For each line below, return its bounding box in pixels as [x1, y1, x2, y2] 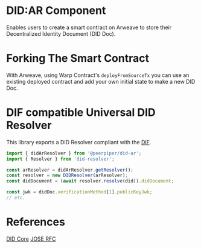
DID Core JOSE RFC [6, 235, 56, 243]
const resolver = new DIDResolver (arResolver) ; [6, 172, 129, 179]
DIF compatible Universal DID [6, 106, 156, 119]
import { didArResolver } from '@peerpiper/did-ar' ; [6, 150, 142, 156]
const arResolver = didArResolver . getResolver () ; [6, 167, 134, 173]
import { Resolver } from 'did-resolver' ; [6, 156, 115, 162]
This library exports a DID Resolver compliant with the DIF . [6, 138, 152, 146]
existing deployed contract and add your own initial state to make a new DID [6, 78, 196, 85]
